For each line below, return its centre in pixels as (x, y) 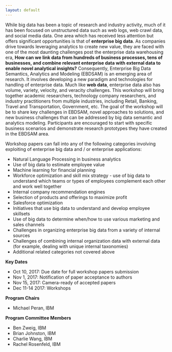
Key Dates (16, 262)
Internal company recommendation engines (59, 192)
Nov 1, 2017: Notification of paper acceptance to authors (72, 277)
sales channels (28, 224)
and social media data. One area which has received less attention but (80, 35)
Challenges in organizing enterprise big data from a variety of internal (86, 230)
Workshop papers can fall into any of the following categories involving (81, 144)
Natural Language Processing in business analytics (67, 159)
